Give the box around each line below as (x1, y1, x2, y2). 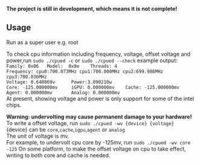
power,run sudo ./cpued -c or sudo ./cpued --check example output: (6, 57, 178, 64)
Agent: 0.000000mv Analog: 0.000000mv (6, 89, 120, 95)
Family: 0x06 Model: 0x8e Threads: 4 (6, 63, 118, 69)
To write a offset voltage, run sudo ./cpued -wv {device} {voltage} (6, 119, 174, 126)
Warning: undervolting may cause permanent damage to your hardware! (6, 113, 192, 120)
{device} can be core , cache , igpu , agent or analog (6, 126, 125, 133)
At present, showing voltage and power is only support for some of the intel (6, 95, 195, 102)
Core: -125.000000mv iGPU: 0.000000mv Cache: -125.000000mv (6, 84, 180, 90)
